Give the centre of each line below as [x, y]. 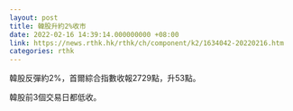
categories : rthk [42, 51]
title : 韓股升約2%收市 [48, 26]
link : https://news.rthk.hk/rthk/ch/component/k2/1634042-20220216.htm [146, 43]
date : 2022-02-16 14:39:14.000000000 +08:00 [94, 34]
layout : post [34, 18]
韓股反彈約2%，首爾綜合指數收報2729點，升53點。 [105, 79]
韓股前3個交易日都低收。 [55, 97]
